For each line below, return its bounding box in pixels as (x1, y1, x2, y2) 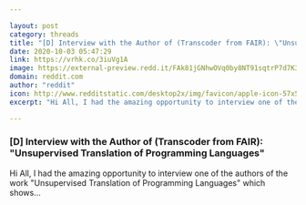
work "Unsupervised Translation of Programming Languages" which (9, 177, 266, 188)
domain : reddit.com (9, 72, 84, 82)
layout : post (9, 21, 59, 30)
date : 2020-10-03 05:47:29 (9, 46, 112, 56)
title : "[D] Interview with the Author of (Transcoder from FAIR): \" (9, 38, 283, 47)
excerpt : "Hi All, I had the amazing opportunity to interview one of (9, 97, 283, 107)
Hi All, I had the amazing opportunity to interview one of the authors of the (9, 168, 289, 179)
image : (9, 64, 35, 73)
